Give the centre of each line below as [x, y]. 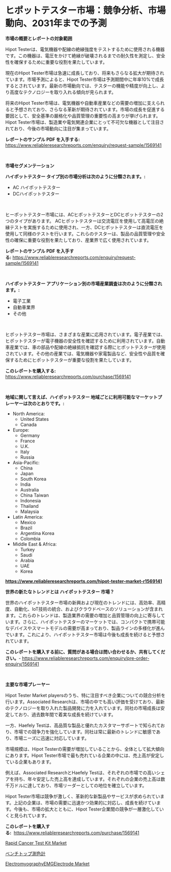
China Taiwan [35, 495]
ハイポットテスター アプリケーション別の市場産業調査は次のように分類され [84, 283]
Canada [28, 424]
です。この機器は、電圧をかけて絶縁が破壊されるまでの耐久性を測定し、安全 [85, 55]
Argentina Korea [37, 533]
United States [35, 419]
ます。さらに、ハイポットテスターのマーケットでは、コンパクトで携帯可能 [87, 621]
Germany [30, 435]
